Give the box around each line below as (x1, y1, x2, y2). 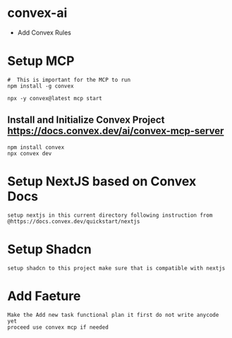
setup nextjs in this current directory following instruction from (7, 212, 213, 219)
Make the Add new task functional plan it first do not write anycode (7, 311, 219, 318)
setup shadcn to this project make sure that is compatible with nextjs (7, 265, 226, 272)
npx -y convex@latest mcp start (7, 95, 102, 102)
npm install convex (7, 143, 65, 151)
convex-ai (7, 5, 68, 21)
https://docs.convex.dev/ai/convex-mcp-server (7, 125, 224, 137)
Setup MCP (7, 53, 75, 69)
